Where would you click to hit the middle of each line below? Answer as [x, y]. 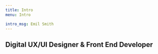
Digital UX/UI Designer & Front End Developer [79, 45]
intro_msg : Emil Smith [29, 24]
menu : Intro [18, 15]
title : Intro [19, 10]
